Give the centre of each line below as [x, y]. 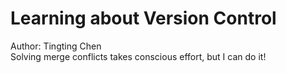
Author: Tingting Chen [56, 46]
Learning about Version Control [143, 18]
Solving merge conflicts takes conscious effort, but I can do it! [138, 56]
